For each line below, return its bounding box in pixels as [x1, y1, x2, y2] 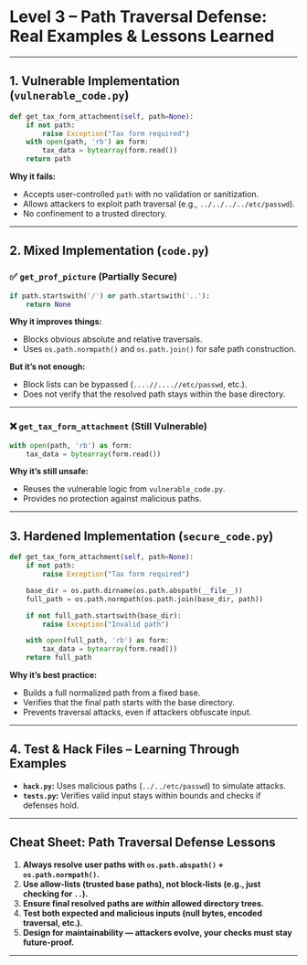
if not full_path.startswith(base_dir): [26, 610, 182, 620]
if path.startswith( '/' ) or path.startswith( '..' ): [9, 291, 210, 301]
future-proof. [22, 937, 75, 948]
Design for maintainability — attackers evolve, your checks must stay [22, 927, 292, 938]
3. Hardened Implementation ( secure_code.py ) [9, 528, 274, 544]
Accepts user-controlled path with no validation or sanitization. [22, 189, 259, 199]
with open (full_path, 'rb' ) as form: [26, 636, 170, 645]
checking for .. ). [22, 888, 89, 899]
